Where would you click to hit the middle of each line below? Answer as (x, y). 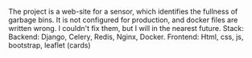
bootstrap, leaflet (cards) (50, 45)
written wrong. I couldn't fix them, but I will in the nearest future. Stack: (126, 28)
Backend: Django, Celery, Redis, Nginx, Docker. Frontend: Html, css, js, (126, 37)
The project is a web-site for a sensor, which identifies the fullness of (123, 12)
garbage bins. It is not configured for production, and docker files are (123, 20)
